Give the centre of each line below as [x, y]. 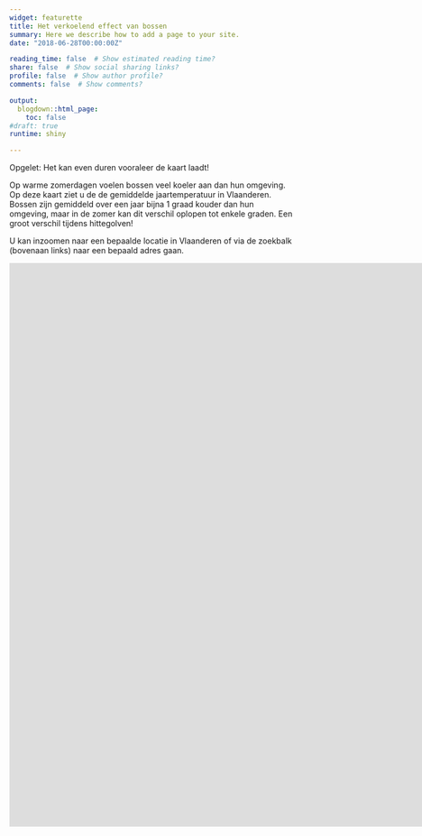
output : [24, 100]
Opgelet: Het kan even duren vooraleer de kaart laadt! [110, 168]
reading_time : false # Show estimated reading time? [113, 60]
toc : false [46, 117]
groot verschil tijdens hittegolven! [71, 224]
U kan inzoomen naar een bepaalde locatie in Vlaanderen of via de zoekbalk [151, 241]
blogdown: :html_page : [58, 109]
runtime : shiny [38, 134]
